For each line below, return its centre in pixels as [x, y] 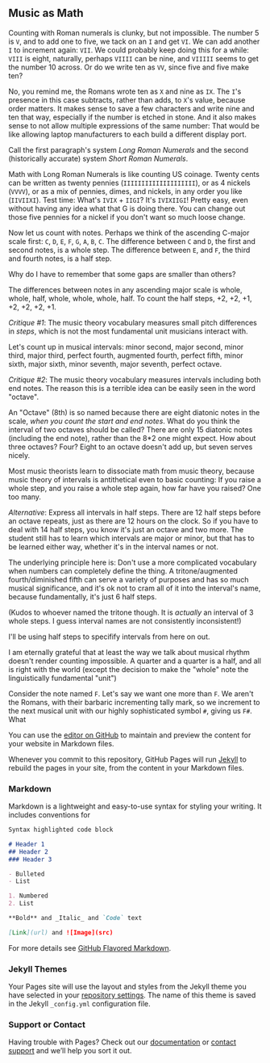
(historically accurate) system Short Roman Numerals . [98, 158]
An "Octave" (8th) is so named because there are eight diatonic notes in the [134, 412]
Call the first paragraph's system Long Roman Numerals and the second [129, 149]
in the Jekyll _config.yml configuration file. [79, 1004]
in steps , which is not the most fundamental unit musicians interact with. [128, 331]
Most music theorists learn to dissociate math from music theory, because [132, 471]
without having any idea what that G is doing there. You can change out [127, 208]
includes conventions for [50, 815]
